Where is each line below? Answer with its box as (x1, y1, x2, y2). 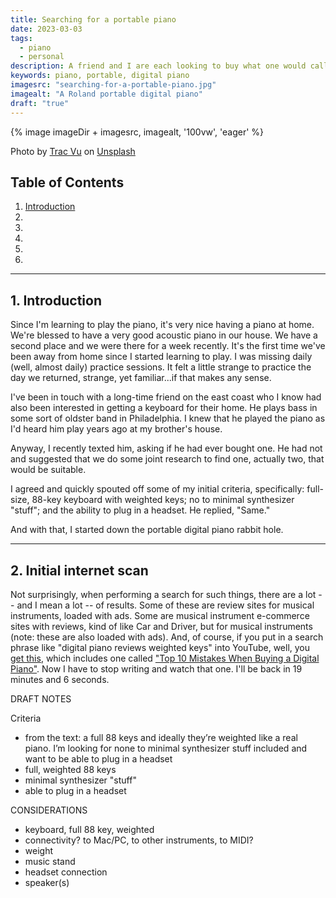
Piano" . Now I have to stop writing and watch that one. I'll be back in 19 (10, 662, 303, 675)
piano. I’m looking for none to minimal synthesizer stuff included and (24, 742, 308, 754)
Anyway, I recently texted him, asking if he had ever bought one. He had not (10, 442, 323, 455)
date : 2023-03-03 (10, 24, 83, 34)
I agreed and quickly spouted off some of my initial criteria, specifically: (10, 483, 305, 495)
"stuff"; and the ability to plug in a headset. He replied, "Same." (10, 504, 271, 516)
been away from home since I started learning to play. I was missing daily (10, 351, 313, 363)
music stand (24, 855, 76, 867)
